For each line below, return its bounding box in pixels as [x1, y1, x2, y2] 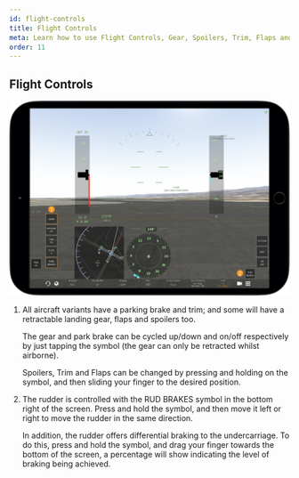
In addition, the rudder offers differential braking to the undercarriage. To [21, 430, 290, 441]
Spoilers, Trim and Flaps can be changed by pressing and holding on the [21, 368, 289, 377]
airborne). [21, 350, 60, 361]
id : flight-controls [9, 14, 86, 23]
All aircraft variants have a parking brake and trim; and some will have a [21, 304, 285, 315]
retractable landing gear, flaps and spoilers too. [21, 314, 196, 324]
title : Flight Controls [9, 23, 98, 33]
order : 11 [9, 43, 46, 52]
